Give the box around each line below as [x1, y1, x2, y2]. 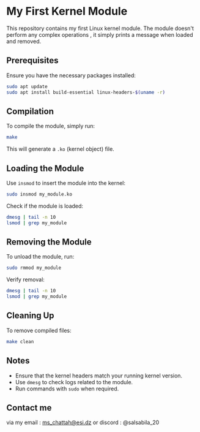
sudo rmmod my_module [6, 265, 62, 271]
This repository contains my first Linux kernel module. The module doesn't [6, 25, 194, 32]
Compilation [6, 106, 54, 116]
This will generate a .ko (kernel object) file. [6, 145, 114, 153]
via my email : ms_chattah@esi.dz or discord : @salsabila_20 [6, 419, 160, 426]
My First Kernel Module [6, 4, 128, 18]
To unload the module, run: [6, 253, 75, 260]
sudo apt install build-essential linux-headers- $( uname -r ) [6, 89, 166, 96]
